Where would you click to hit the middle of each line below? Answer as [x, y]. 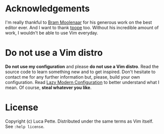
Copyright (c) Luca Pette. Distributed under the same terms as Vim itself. [79, 121]
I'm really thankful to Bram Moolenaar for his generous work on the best [79, 22]
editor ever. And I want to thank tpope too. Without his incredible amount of [82, 27]
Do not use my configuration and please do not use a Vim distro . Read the [82, 66]
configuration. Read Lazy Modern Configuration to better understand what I [82, 82]
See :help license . [25, 126]
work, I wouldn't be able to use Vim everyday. [52, 33]
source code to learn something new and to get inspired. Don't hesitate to [81, 72]
